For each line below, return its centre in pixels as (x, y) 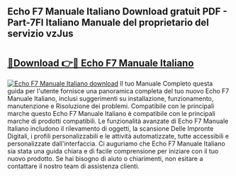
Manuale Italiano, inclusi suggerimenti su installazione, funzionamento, (111, 99)
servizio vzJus (40, 34)
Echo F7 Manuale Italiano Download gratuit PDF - (118, 12)
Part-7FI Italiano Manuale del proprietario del (108, 23)
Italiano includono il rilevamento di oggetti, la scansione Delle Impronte (111, 129)
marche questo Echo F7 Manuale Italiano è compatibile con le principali (112, 113)
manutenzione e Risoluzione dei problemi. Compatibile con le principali (111, 106)
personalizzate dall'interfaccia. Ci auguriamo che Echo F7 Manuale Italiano (116, 143)
